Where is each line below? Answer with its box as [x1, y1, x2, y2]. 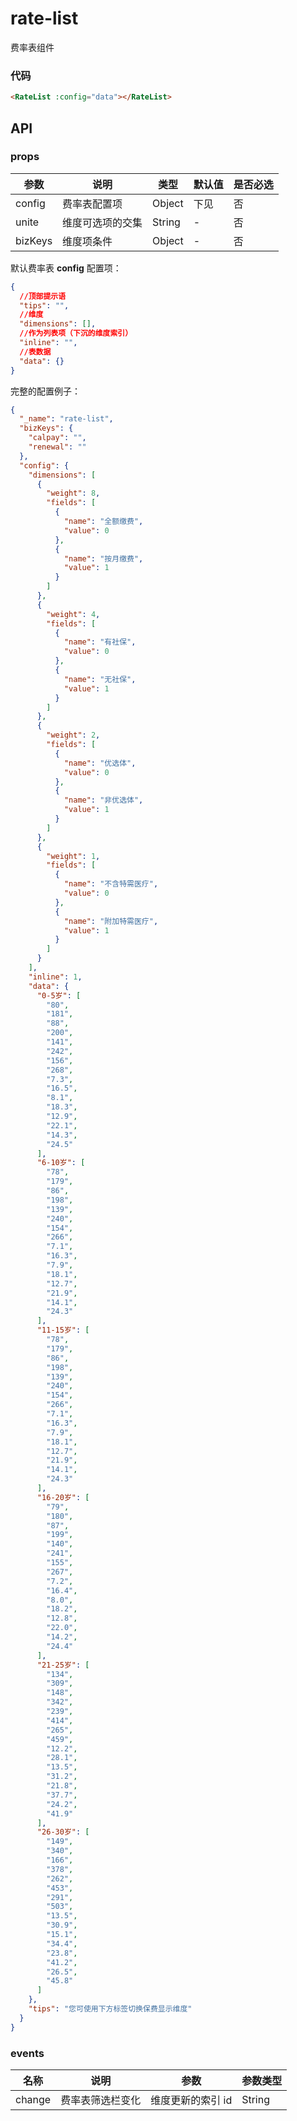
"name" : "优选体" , [63, 758, 137, 768]
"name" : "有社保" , [63, 637, 137, 647]
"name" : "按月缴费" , [63, 553, 144, 564]
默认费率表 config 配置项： [10, 262, 122, 274]
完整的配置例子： [10, 385, 81, 397]
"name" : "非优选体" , [63, 795, 144, 806]
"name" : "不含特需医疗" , [63, 879, 159, 889]
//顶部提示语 [19, 291, 67, 301]
